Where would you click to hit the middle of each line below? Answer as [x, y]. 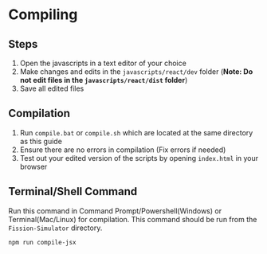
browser [33, 166]
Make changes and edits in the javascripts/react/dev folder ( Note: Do [136, 72]
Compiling [43, 15]
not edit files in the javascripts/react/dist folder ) [104, 80]
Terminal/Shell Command [73, 191]
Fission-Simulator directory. [55, 228]
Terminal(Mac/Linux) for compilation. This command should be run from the [133, 219]
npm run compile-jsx [43, 242]
